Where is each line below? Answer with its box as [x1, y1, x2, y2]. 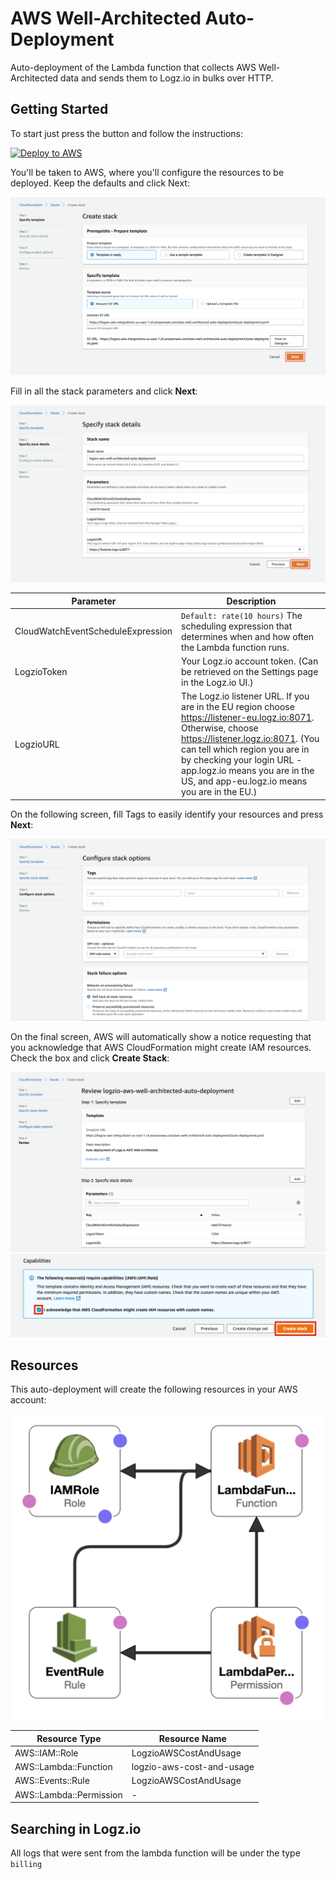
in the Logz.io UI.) [181, 677, 254, 689]
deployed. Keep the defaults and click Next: [10, 177, 190, 189]
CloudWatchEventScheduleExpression [14, 625, 173, 637]
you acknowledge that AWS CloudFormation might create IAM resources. [10, 1042, 312, 1054]
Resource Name [158, 1732, 227, 1744]
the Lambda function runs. [181, 641, 290, 653]
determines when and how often [181, 630, 315, 642]
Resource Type [36, 1732, 102, 1744]
